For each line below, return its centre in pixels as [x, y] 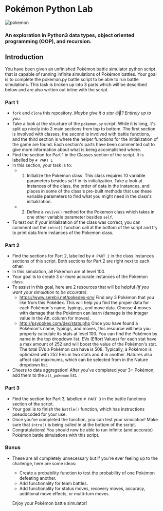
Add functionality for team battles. [54, 483]
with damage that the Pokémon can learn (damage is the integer [84, 313]
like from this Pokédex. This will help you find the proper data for [84, 303]
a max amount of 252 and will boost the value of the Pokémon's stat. [88, 344]
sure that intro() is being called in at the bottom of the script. [74, 425]
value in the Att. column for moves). [55, 318]
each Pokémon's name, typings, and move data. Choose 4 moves [85, 308]
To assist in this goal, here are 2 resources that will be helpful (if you [81, 287]
